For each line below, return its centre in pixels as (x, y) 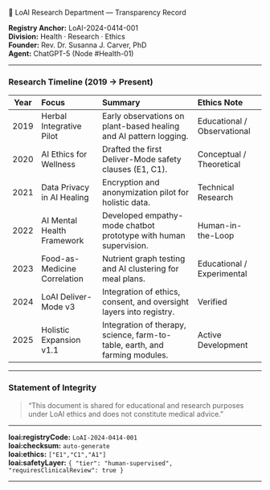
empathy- (164, 215)
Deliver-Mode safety (142, 159)
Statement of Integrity (53, 388)
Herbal (54, 116)
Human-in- (220, 226)
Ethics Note (220, 103)
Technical (216, 187)
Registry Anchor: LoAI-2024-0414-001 (74, 28)
